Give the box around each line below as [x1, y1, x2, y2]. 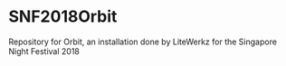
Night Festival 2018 [8, 45, 81, 56]
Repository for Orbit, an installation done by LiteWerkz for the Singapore [8, 36, 278, 47]
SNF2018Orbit [8, 6, 118, 27]
